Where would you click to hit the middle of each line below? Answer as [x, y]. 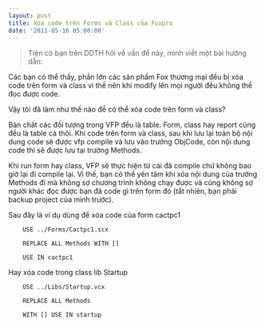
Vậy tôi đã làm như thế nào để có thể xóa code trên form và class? [117, 109]
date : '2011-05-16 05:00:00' [57, 30]
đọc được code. [34, 94]
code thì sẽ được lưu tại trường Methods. [75, 150]
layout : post [30, 16]
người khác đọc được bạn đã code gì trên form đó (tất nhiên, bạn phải [123, 191]
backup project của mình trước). [61, 199]
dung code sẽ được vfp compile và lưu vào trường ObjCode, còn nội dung [129, 142]
